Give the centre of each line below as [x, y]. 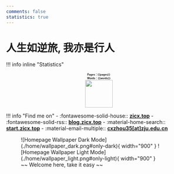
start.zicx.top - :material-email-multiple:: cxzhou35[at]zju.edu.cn [87, 128]
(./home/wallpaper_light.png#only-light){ [70, 159]
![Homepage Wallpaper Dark [55, 140]
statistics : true [27, 17]
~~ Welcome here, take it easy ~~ [62, 165]
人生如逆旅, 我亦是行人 [61, 48]
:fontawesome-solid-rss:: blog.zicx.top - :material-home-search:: [86, 122]
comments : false [26, 11]
